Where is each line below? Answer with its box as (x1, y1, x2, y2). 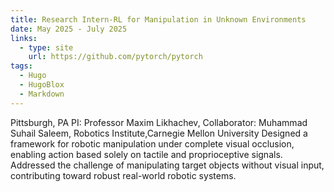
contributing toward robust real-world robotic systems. (10, 169, 237, 181)
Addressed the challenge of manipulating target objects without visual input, (10, 159, 325, 171)
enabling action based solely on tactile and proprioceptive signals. (10, 148, 283, 160)
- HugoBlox (19, 80, 65, 90)
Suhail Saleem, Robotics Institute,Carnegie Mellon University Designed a (10, 127, 308, 139)
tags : (10, 61, 33, 71)
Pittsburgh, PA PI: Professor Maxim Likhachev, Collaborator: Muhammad (10, 116, 308, 128)
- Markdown (19, 89, 65, 99)
